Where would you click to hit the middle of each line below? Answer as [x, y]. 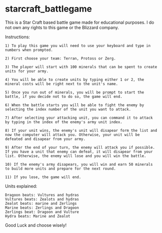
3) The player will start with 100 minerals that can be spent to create [81, 67]
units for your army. [27, 71]
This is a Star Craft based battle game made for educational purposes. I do [80, 22]
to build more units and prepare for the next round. [61, 169]
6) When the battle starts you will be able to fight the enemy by [75, 105]
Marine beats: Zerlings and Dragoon [42, 208]
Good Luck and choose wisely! [36, 225]
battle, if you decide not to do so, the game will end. [64, 96]
